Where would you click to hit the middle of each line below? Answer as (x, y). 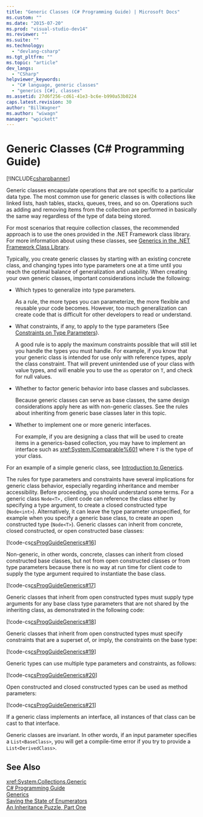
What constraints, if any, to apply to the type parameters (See (92, 326)
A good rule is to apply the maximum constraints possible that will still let (106, 345)
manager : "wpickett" (32, 119)
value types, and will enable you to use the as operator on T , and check (104, 370)
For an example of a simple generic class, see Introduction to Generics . (95, 468)
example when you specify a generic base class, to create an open (90, 518)
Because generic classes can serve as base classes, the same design (102, 400)
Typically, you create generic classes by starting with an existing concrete (98, 259)
